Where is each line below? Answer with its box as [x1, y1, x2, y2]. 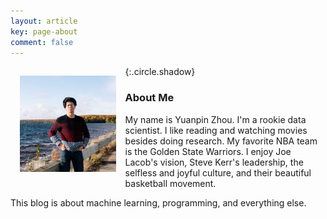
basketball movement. [124, 177, 217, 189]
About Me [124, 91, 175, 105]
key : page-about [10, 26, 78, 37]
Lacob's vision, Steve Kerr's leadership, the [124, 156, 304, 168]
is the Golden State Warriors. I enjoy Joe [124, 145, 292, 157]
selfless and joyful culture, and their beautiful [124, 166, 312, 179]
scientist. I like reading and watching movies [124, 124, 308, 136]
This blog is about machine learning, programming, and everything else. [10, 196, 307, 209]
